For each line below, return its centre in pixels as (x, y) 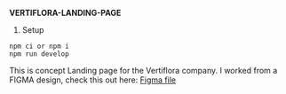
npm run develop (39, 54)
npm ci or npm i (39, 46)
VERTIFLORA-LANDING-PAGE (65, 13)
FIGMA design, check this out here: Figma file (92, 80)
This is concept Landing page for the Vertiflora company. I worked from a (143, 70)
